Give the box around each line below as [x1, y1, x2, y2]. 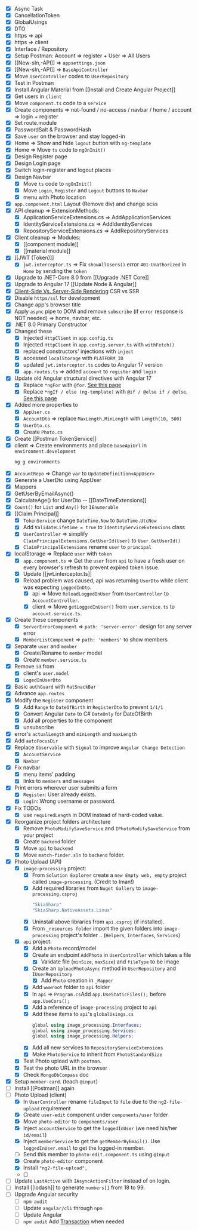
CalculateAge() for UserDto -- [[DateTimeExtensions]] [14, 497, 147, 504]
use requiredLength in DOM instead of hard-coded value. [23, 811, 164, 818]
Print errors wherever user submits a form [14, 784, 117, 791]
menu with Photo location [23, 194, 86, 201]
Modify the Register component [14, 696, 94, 704]
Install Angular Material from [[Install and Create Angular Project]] [14, 86, 176, 93]
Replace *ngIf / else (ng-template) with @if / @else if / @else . [23, 388, 188, 395]
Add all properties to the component [23, 717, 113, 724]
